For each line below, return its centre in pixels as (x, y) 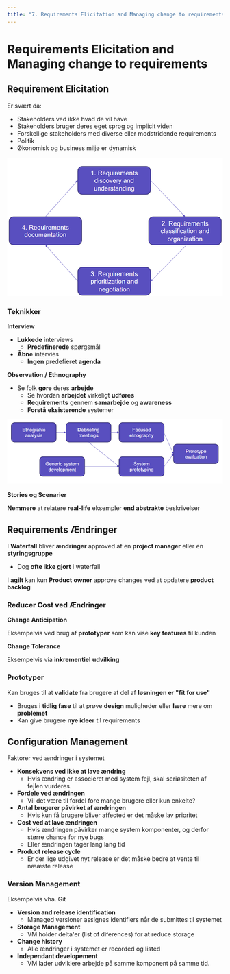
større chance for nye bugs (65, 837)
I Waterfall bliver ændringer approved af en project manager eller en (105, 546)
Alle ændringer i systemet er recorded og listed (94, 949)
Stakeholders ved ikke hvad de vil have (72, 119)
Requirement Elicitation (58, 89)
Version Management (44, 884)
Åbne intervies (38, 354)
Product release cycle (49, 852)
